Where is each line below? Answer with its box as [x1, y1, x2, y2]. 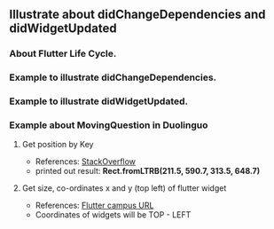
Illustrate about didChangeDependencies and [9, 7, 266, 22]
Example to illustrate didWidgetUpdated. [9, 95, 189, 107]
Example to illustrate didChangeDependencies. [9, 71, 217, 83]
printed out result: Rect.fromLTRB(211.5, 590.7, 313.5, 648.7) [35, 166, 260, 177]
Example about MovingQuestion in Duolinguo [9, 119, 208, 131]
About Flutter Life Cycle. [9, 48, 117, 60]
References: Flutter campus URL [35, 200, 154, 211]
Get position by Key [21, 139, 94, 150]
